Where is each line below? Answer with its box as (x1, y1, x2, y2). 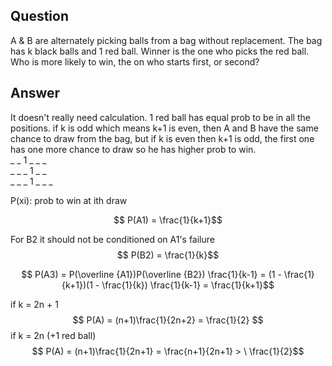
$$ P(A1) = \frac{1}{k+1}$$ (113, 214, 223, 226)
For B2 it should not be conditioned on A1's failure (10, 233, 215, 245)
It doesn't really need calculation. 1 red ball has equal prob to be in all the (10, 111, 311, 123)
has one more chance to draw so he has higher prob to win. (10, 143, 257, 155)
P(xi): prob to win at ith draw (10, 194, 128, 206)
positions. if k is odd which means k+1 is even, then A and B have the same (10, 122, 319, 134)
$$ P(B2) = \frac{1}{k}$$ (116, 249, 220, 261)
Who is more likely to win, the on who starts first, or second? (10, 55, 260, 68)
